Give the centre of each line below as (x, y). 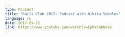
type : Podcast (19, 9)
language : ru (18, 18)
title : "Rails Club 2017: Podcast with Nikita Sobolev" (63, 14)
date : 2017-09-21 (23, 23)
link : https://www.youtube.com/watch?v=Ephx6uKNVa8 (58, 27)
